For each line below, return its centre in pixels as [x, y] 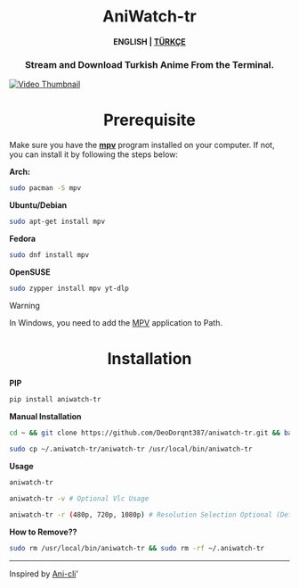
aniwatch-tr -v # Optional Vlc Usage [79, 498]
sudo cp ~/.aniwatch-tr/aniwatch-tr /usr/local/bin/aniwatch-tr [131, 449]
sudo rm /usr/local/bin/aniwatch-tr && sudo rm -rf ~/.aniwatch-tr [137, 548]
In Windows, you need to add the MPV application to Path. [116, 322]
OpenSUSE [30, 272]
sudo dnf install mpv [49, 255]
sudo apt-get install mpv [57, 221]
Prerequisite [149, 120]
